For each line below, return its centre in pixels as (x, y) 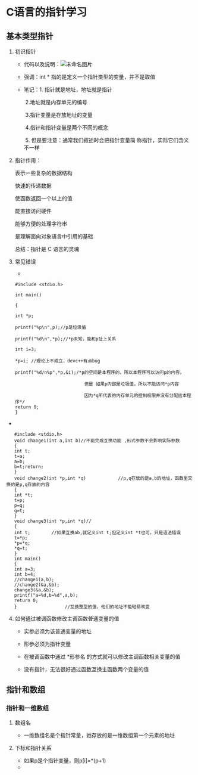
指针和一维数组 (28, 708)
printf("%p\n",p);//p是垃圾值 (50, 327)
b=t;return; (29, 467)
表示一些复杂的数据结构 (43, 173)
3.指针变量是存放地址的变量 (59, 115)
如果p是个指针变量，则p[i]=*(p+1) (65, 760)
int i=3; (26, 349)
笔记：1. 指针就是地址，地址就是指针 (68, 89)
